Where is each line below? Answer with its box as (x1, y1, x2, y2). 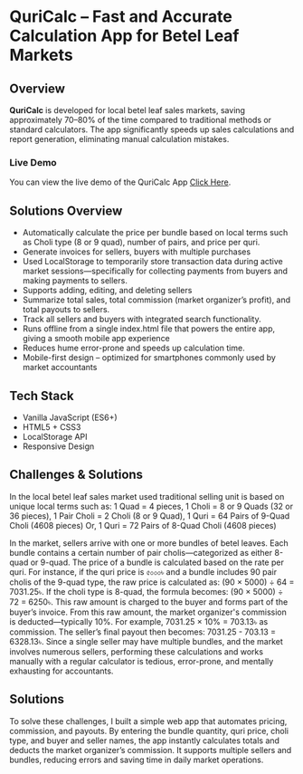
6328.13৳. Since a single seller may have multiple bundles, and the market (9, 635, 283, 646)
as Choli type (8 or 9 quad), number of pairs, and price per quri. (22, 237, 260, 248)
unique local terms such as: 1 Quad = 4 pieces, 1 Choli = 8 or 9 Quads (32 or (9, 501, 294, 511)
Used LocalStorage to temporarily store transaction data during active (22, 256, 283, 267)
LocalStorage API (22, 431, 88, 442)
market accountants (22, 362, 98, 373)
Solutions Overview (9, 203, 123, 218)
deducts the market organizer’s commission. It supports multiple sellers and (9, 744, 292, 755)
